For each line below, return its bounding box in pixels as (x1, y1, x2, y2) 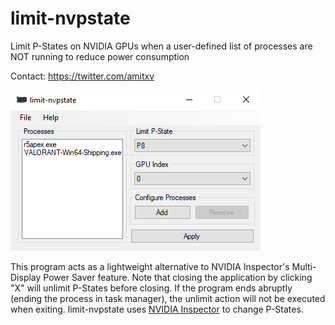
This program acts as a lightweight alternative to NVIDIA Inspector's (10, 260, 290, 272)
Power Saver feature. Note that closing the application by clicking (43, 271, 313, 283)
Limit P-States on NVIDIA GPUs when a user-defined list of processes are (10, 40, 313, 52)
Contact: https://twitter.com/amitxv (10, 70, 155, 82)
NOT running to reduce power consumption (10, 50, 190, 62)
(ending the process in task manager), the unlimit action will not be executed (10, 292, 326, 304)
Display (10, 271, 42, 283)
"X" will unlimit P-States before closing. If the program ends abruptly (10, 282, 293, 294)
